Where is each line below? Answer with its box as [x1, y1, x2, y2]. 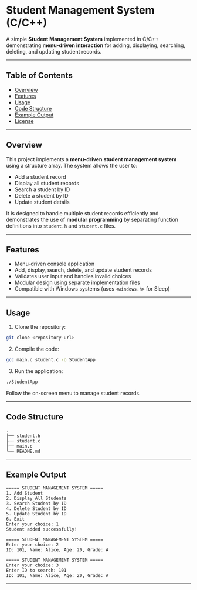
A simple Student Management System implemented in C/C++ [6, 35, 159, 42]
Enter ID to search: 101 [6, 568, 67, 574]
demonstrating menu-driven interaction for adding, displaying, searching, [6, 42, 186, 49]
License [14, 117, 34, 124]
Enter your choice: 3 [6, 562, 59, 568]
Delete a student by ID [14, 192, 69, 199]
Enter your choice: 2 [6, 542, 59, 548]
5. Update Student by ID [6, 511, 67, 517]
